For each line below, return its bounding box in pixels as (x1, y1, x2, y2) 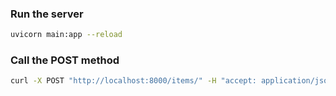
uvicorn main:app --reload (10, 30, 123, 40)
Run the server (10, 7, 84, 21)
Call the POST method (10, 53, 120, 67)
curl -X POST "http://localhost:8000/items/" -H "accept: (10, 76, 257, 86)
